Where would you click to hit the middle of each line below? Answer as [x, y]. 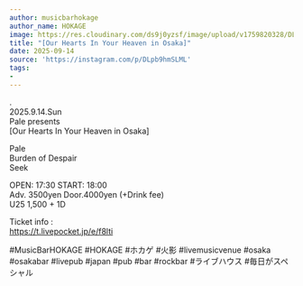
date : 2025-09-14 [42, 51]
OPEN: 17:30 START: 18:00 [59, 185]
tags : [19, 69]
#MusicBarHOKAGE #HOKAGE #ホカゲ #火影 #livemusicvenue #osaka [140, 250]
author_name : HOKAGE [48, 26]
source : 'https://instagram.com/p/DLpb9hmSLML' [101, 60]
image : [22, 34]
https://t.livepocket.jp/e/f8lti [61, 231]
